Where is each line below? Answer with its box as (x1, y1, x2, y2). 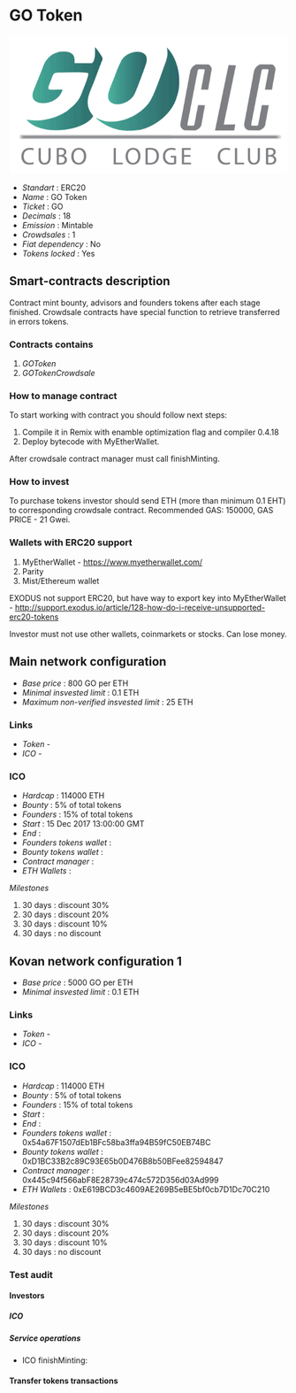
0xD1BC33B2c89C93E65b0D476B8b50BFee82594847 (21, 1156, 224, 1166)
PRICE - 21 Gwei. (9, 514, 71, 525)
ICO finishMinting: (21, 1355, 88, 1366)
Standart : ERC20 (21, 182, 87, 193)
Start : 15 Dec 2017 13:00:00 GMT (21, 819, 145, 829)
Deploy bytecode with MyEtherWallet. (21, 436, 160, 447)
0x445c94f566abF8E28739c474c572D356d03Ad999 (21, 1174, 219, 1185)
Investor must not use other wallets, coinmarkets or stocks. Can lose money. (9, 628, 287, 639)
